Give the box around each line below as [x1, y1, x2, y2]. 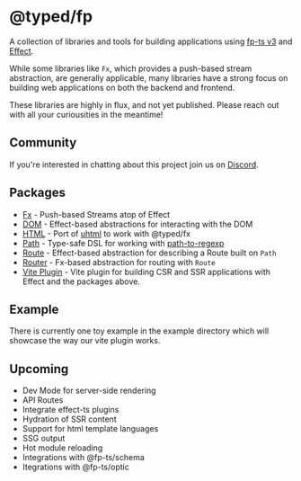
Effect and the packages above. [22, 276, 141, 287]
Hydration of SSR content [22, 414, 117, 424]
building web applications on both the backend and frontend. [9, 82, 235, 93]
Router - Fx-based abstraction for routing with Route [22, 256, 216, 267]
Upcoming [9, 361, 69, 377]
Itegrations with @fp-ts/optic [22, 461, 130, 473]
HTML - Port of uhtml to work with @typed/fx [22, 227, 191, 239]
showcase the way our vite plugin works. [9, 335, 161, 346]
